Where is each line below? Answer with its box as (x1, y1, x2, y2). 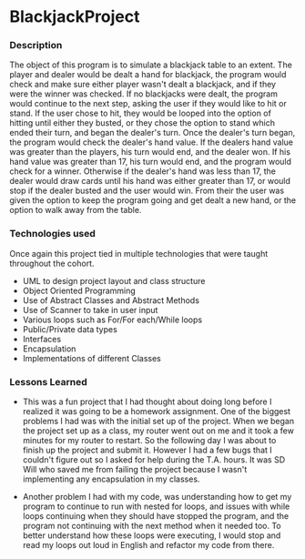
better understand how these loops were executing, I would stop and (22, 530, 281, 541)
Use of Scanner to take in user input (22, 304, 158, 315)
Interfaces (22, 333, 62, 344)
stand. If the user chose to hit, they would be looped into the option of (9, 107, 271, 119)
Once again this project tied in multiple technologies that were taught (9, 248, 269, 259)
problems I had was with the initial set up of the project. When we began (22, 416, 294, 427)
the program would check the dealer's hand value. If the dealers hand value (9, 137, 294, 147)
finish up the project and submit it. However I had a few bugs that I (22, 444, 273, 456)
